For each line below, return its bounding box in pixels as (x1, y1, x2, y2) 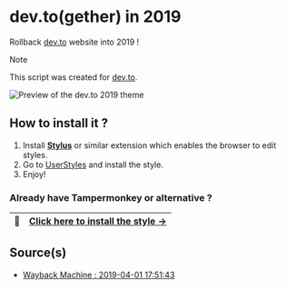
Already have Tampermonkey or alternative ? (9, 191, 212, 204)
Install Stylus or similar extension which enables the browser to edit (22, 139, 277, 151)
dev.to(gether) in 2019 (9, 6, 182, 27)
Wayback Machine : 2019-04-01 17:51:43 (22, 269, 175, 280)
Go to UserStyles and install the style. (22, 159, 163, 170)
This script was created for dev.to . (9, 71, 138, 83)
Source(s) (9, 245, 67, 261)
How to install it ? (9, 115, 109, 131)
